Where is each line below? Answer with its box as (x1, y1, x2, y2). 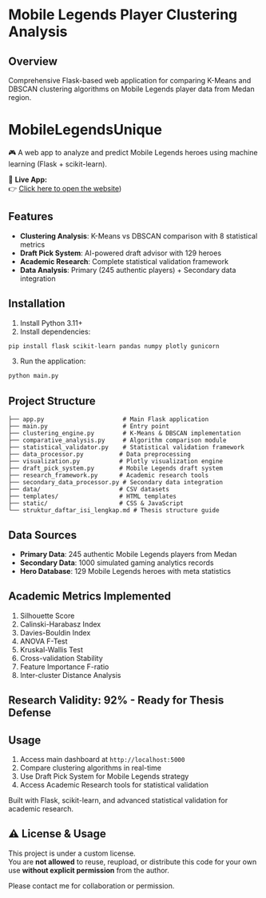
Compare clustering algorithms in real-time (19, 763, 162, 772)
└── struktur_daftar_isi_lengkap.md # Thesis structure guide (8, 507, 220, 515)
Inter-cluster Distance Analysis (19, 670, 121, 680)
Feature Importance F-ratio (19, 662, 109, 671)
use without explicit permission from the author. (8, 865, 170, 875)
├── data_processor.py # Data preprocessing (8, 451, 192, 459)
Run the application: (19, 356, 86, 366)
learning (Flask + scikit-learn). (8, 158, 108, 169)
